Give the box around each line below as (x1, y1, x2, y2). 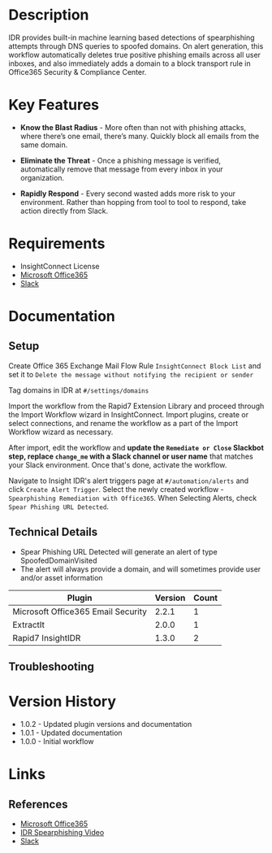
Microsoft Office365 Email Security (12, 606, 148, 617)
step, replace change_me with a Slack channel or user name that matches (8, 451, 253, 461)
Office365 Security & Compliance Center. (8, 67, 147, 76)
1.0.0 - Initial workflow (19, 736, 94, 746)
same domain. (19, 140, 68, 150)
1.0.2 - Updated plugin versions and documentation (19, 719, 192, 729)
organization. (19, 172, 65, 182)
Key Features (8, 96, 100, 115)
